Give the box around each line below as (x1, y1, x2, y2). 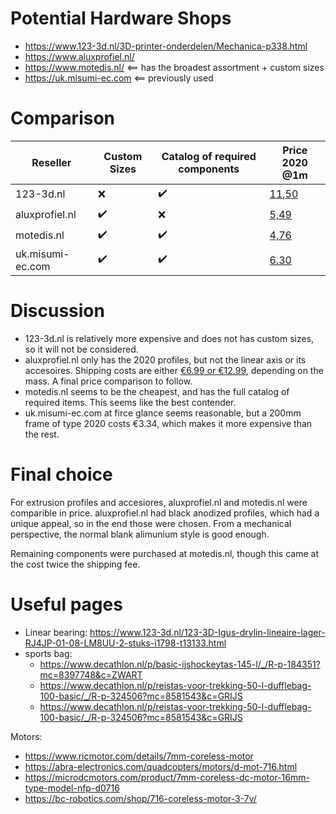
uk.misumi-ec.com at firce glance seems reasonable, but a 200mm (24, 407, 302, 419)
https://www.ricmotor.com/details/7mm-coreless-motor (24, 750, 254, 762)
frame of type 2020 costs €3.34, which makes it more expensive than (24, 417, 313, 429)
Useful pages (10, 593, 123, 616)
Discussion (10, 300, 105, 322)
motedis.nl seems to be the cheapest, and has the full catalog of (24, 385, 290, 397)
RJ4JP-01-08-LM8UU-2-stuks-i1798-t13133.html (24, 637, 227, 649)
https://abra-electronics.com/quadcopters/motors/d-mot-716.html (24, 760, 298, 772)
